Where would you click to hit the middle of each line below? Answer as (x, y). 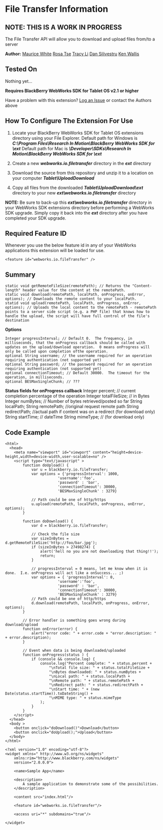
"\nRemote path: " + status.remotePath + (92, 681)
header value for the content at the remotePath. (74, 290)
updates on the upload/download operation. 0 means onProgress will (78, 347)
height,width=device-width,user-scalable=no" (52, 457)
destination (17, 320)
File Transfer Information (57, 9)
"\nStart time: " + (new (74, 689)
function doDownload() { (48, 521)
